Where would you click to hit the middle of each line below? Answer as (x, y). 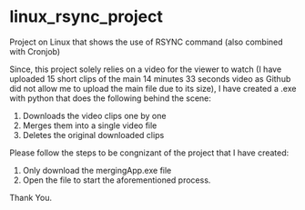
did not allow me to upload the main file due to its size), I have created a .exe (153, 88)
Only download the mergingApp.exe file (97, 170)
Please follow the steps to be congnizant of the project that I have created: (149, 153)
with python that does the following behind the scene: (111, 98)
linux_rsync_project (86, 17)
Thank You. (31, 197)
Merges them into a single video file (90, 125)
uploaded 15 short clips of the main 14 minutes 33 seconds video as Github (150, 78)
